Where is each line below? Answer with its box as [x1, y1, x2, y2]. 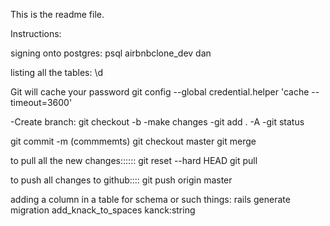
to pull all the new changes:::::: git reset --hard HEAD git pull [10, 155, 258, 166]
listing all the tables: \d [10, 67, 104, 78]
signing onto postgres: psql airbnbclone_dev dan [10, 47, 212, 59]
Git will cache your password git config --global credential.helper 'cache [10, 86, 310, 98]
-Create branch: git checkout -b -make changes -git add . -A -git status [10, 116, 305, 128]
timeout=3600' [10, 97, 73, 108]
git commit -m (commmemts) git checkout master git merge [10, 135, 257, 147]
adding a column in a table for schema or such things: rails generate [10, 194, 291, 205]
